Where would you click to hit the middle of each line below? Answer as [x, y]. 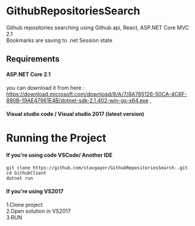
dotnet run [20, 178]
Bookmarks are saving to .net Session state [59, 40]
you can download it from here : [45, 87]
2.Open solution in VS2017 [38, 211]
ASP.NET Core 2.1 [28, 74]
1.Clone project [24, 204]
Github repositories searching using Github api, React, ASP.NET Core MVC [98, 28]
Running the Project [56, 138]
